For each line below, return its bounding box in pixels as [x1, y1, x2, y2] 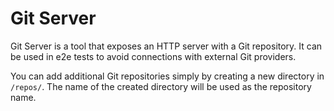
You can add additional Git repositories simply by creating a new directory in [10, 70, 325, 82]
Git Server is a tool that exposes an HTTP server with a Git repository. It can [10, 40, 323, 52]
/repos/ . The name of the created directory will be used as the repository [10, 80, 312, 92]
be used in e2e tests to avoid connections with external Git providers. [10, 50, 297, 62]
